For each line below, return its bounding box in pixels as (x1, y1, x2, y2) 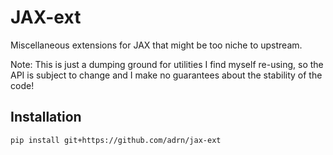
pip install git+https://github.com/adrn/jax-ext (10, 135, 222, 145)
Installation (10, 109, 82, 126)
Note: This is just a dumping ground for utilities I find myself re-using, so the (10, 58, 324, 70)
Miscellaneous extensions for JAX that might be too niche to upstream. (10, 39, 303, 51)
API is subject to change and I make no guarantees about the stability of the (10, 69, 323, 81)
